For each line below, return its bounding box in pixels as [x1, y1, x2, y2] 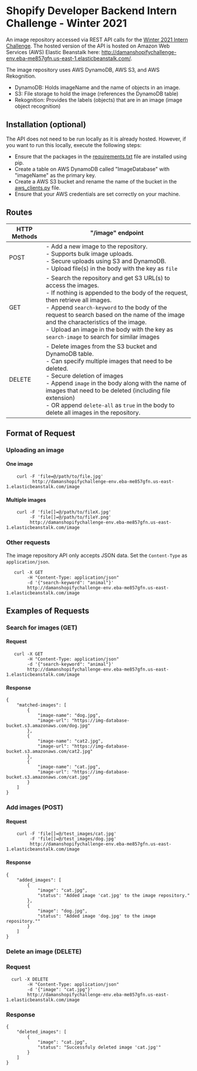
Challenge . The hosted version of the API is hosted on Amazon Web [6, 42, 170, 49]
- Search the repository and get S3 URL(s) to [46, 273, 170, 282]
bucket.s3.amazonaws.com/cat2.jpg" [6, 749, 93, 755]
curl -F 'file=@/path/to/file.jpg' [16, 473, 104, 480]
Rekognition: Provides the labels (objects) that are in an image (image [14, 96, 183, 104]
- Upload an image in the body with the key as [46, 325, 174, 333]
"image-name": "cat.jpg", [37, 764, 101, 770]
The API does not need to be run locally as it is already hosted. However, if [6, 135, 186, 142]
